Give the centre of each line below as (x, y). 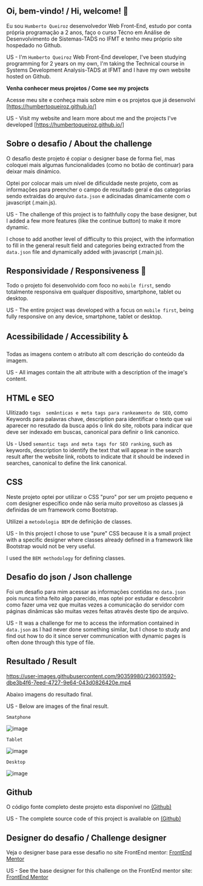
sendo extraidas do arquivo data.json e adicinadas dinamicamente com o (98, 196)
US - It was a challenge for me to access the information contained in (93, 623)
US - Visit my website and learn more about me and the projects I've (92, 118)
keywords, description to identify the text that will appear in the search (95, 450)
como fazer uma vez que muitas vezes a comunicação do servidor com (95, 605)
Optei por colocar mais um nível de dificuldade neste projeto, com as (92, 183)
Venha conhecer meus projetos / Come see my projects (78, 88)
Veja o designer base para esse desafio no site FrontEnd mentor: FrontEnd (99, 853)
